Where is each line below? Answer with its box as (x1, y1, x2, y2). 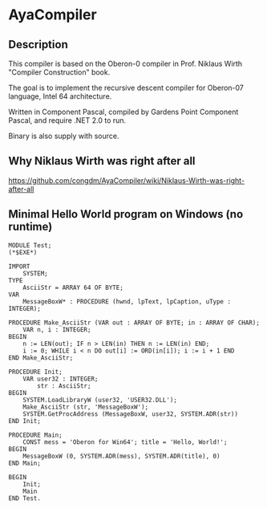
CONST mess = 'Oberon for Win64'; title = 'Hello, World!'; (22, 438, 228, 446)
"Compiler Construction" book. (8, 67, 111, 77)
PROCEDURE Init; (8, 368, 63, 376)
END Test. (8, 494, 42, 503)
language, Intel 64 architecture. (8, 92, 112, 101)
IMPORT (8, 263, 30, 271)
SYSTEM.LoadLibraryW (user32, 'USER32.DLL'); (22, 396, 178, 404)
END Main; (8, 459, 42, 467)
